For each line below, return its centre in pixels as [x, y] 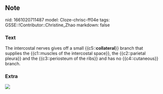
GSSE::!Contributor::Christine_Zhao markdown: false [58, 25]
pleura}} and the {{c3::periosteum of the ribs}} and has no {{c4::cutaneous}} [82, 58]
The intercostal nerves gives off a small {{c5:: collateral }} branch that [74, 48]
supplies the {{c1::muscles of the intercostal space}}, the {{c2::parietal [75, 54]
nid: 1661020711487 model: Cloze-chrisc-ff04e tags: [57, 19]
